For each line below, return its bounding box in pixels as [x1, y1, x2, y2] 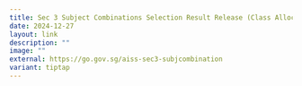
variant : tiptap [9, 64, 70, 73]
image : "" [9, 47, 47, 56]
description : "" [9, 38, 70, 47]
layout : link [9, 30, 58, 39]
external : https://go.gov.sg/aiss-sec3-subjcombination [9, 55, 223, 64]
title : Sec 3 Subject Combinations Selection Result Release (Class [9, 13, 271, 22]
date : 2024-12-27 [9, 21, 75, 30]
